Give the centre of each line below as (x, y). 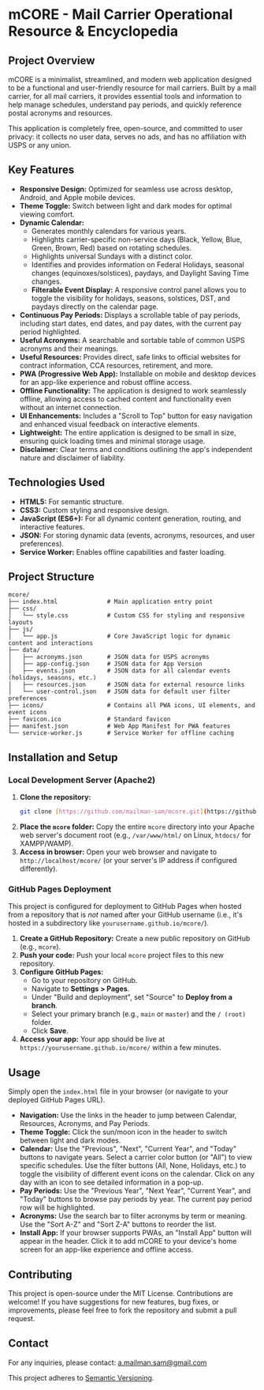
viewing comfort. (47, 214)
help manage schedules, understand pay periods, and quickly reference (125, 105)
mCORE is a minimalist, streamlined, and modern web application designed (130, 79)
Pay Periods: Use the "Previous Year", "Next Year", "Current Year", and (135, 1191)
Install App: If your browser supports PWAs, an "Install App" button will (136, 1233)
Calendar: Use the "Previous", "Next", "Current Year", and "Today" (128, 1149)
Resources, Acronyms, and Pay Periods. (85, 1124)
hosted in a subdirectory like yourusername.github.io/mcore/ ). (109, 923)
